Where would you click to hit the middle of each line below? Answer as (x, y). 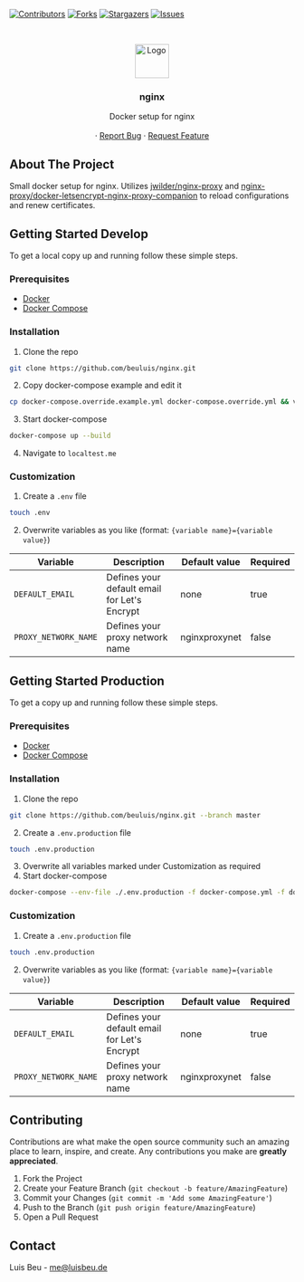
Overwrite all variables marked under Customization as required (141, 866)
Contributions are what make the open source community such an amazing (149, 1142)
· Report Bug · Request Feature (152, 136)
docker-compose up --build (60, 436)
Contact (33, 1245)
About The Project (62, 164)
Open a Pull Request (61, 1217)
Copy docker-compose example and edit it (102, 386)
